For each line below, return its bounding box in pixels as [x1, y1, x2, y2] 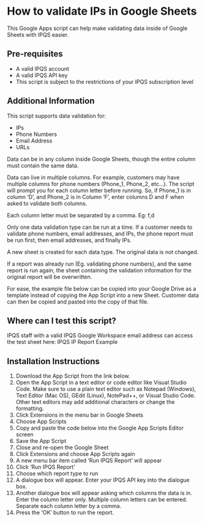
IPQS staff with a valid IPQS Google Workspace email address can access [7, 332, 193, 339]
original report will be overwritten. [7, 273, 92, 280]
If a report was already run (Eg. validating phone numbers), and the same [7, 260, 192, 267]
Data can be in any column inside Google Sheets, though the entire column [7, 155, 196, 163]
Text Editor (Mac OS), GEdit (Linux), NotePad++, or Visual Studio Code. [15, 392, 196, 399]
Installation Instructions [7, 356, 100, 367]
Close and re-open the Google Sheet [15, 444, 109, 451]
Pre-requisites [7, 49, 63, 59]
